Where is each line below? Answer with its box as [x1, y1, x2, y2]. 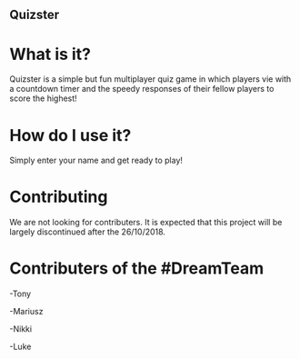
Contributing [9, 186, 108, 207]
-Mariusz [9, 306, 44, 317]
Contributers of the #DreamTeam [9, 258, 265, 279]
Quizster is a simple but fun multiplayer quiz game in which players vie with [9, 74, 292, 85]
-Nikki [9, 324, 33, 334]
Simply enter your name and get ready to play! [9, 155, 184, 166]
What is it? [9, 44, 92, 65]
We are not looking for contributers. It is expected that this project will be [9, 217, 283, 228]
